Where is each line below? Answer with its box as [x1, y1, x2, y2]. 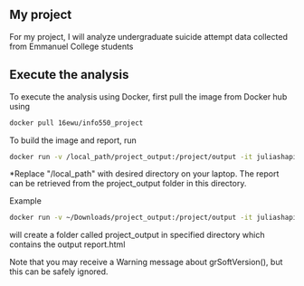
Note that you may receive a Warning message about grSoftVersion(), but [9, 257, 283, 268]
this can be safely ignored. [9, 266, 109, 277]
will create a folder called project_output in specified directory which [9, 230, 265, 241]
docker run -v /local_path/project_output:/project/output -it [9, 152, 253, 161]
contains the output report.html [9, 239, 126, 250]
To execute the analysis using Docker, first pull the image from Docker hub [9, 91, 288, 102]
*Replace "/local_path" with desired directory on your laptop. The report [9, 168, 280, 179]
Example [9, 195, 43, 206]
